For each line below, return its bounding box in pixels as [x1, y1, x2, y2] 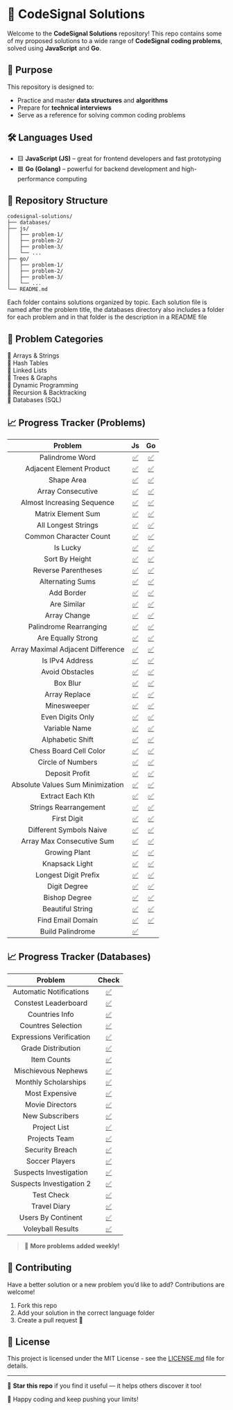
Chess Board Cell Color [29, 746, 106, 756]
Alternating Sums [39, 577, 96, 586]
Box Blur [53, 679, 82, 688]
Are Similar [49, 599, 85, 608]
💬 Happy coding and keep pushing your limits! [7, 1395, 139, 1404]
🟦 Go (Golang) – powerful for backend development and [17, 165, 180, 173]
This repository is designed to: [7, 83, 94, 91]
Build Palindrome [40, 927, 96, 936]
